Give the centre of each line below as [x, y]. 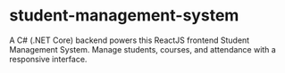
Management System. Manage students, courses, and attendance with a [143, 49]
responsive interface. [48, 59]
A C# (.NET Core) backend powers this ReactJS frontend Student [130, 40]
